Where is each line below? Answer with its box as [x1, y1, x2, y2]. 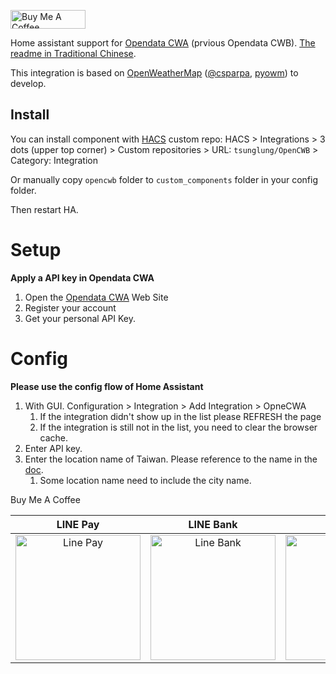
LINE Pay [56, 517, 100, 531]
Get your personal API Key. [24, 312, 136, 324]
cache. [39, 431, 69, 444]
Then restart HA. [10, 203, 79, 215]
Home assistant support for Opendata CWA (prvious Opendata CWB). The [10, 37, 316, 49]
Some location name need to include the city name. [39, 474, 252, 486]
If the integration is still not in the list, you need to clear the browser [39, 421, 318, 433]
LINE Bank [188, 517, 238, 531]
